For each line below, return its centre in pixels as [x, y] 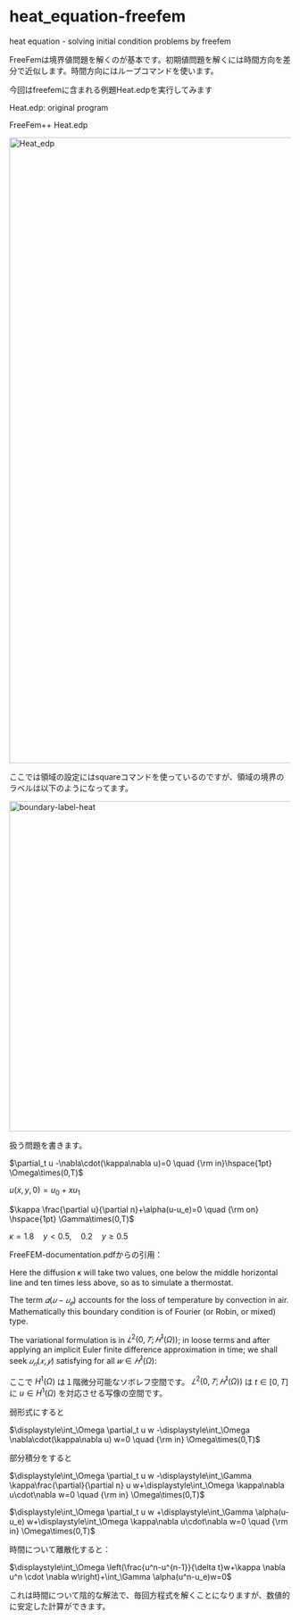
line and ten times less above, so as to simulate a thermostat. [121, 1282]
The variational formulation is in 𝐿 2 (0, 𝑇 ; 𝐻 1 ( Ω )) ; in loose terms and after [140, 1339]
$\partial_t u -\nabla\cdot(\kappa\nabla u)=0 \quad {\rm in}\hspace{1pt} [141, 1163]
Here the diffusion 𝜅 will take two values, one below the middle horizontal [144, 1272]
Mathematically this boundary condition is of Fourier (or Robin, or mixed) [143, 1311]
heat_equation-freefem [97, 17]
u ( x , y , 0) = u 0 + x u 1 [45, 1191]
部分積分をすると [41, 1457]
